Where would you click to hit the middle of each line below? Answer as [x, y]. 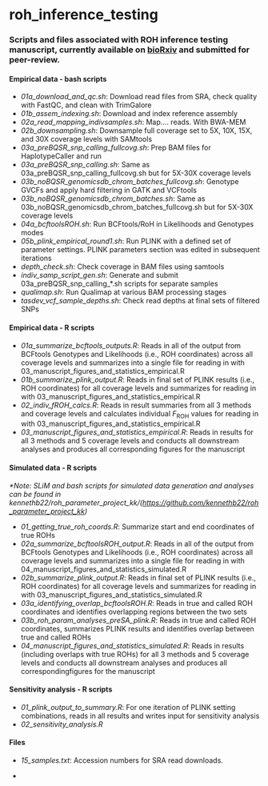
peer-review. [35, 60]
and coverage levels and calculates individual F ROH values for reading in [140, 414]
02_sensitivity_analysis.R [62, 724]
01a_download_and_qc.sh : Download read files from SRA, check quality [139, 97]
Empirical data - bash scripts [58, 78]
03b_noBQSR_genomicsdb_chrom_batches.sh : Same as [113, 199]
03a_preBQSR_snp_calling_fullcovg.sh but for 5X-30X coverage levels [136, 173]
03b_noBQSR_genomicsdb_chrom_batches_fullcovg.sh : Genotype [130, 182]
